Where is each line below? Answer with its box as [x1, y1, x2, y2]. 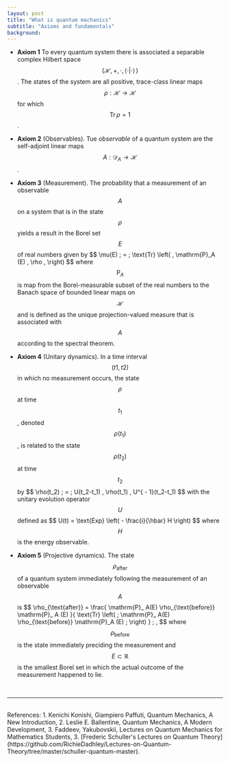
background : [7, 29, 41, 36]
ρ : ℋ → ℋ [103, 89, 137, 97]
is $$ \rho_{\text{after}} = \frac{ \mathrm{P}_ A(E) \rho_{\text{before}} [16, 603, 216, 611]
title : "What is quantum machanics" [7, 16, 112, 23]
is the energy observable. [16, 538, 90, 546]
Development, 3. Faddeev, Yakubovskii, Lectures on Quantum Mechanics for [7, 725, 223, 733]
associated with [16, 317, 62, 326]
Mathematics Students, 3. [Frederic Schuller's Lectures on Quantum [7, 732, 199, 741]
